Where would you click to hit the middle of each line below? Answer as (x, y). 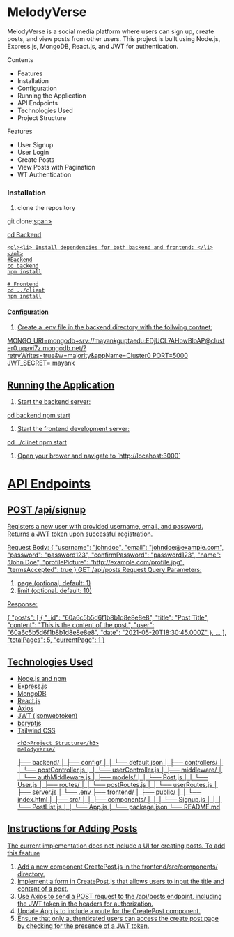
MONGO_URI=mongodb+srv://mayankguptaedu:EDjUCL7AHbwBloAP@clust (116, 341)
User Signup (35, 144)
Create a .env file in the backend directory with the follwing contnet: (115, 327)
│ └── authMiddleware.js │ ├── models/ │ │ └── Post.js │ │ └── (112, 777)
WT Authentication (44, 174)
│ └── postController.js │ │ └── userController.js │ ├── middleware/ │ (120, 770)
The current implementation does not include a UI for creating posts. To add (116, 846)
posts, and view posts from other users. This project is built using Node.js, (114, 38)
